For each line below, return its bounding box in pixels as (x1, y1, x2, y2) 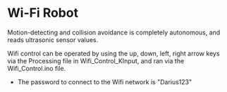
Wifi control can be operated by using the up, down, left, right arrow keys (7, 49, 220, 58)
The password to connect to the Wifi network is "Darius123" (17, 77, 192, 86)
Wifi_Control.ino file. (7, 64, 66, 72)
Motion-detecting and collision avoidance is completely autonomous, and (7, 28, 221, 37)
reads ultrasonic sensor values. (7, 35, 99, 44)
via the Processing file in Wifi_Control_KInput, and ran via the (7, 56, 185, 65)
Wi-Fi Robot (7, 5, 79, 21)
